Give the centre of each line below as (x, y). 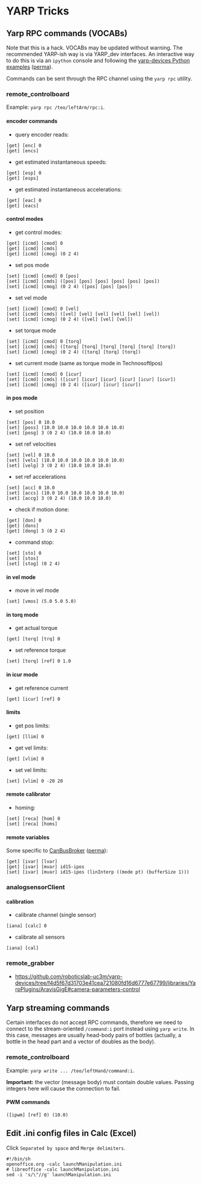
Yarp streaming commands (58, 1008)
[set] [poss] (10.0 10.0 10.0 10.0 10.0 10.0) (66, 427)
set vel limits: (31, 770)
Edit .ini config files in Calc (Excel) (72, 1133)
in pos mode (22, 398)
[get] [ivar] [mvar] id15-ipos (45, 867)
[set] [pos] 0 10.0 (31, 422)
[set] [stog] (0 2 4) (33, 564)
